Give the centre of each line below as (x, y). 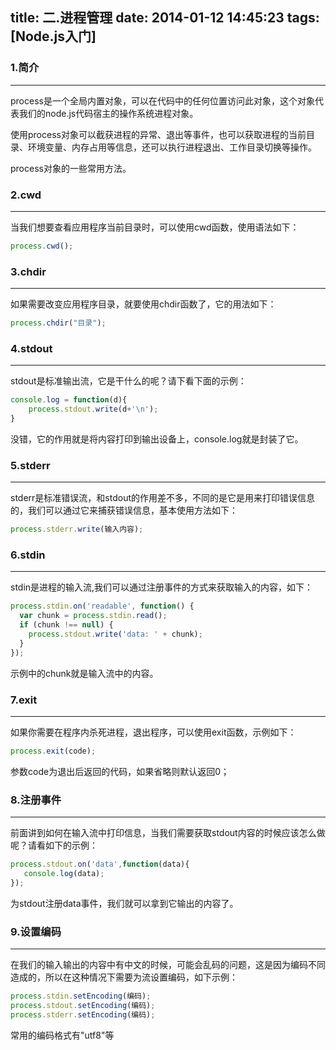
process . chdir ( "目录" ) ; (58, 323)
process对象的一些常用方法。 (71, 168)
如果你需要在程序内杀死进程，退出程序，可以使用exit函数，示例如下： (153, 732)
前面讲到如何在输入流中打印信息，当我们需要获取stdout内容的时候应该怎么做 (168, 833)
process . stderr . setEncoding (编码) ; (83, 1014)
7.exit (24, 700)
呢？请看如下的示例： (54, 845)
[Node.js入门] (53, 36)
